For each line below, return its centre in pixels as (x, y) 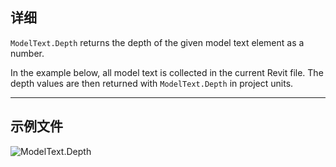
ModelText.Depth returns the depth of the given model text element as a (157, 42)
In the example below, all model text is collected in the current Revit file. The (167, 72)
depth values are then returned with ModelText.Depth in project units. (152, 83)
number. (27, 53)
